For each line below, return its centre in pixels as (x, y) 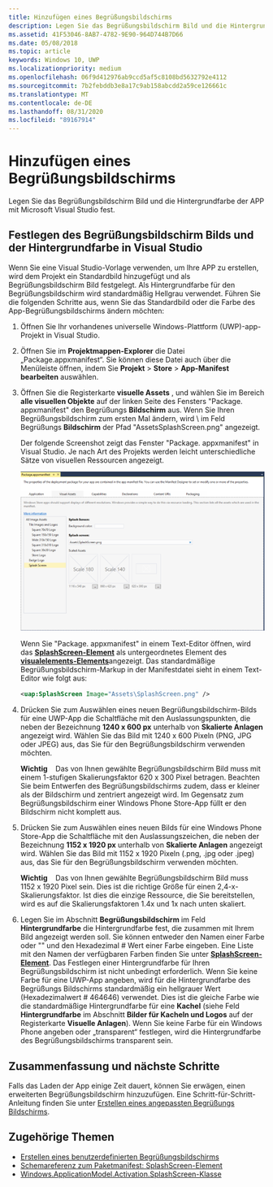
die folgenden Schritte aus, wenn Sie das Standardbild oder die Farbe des (132, 302)
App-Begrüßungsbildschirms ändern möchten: (87, 311)
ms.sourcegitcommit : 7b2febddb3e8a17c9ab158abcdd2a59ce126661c (118, 85)
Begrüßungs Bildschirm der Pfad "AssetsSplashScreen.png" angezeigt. (140, 427)
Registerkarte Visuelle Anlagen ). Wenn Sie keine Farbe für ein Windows (141, 1024)
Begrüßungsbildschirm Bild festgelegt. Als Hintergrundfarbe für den (122, 285)
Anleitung (24, 1103)
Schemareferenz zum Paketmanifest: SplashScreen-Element (121, 1165)
